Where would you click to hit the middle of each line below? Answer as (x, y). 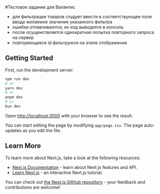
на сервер (23, 37)
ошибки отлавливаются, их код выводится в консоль (68, 27)
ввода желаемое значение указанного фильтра (62, 22)
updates (13, 130)
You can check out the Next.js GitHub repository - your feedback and (75, 182)
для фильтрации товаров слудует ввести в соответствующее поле (82, 16)
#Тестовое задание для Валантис (40, 7)
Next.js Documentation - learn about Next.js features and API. (75, 167)
